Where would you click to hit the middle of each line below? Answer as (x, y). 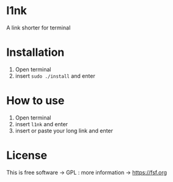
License (27, 155)
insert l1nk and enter (42, 124)
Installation (35, 52)
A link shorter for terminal (39, 28)
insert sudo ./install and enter (55, 76)
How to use (35, 101)
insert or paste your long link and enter (64, 131)
